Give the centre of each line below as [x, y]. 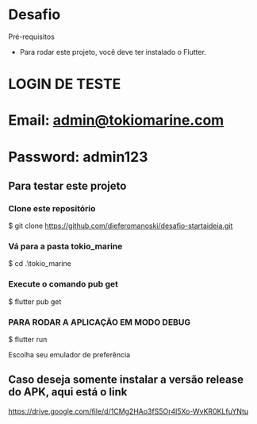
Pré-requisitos [32, 37]
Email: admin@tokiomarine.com [116, 120]
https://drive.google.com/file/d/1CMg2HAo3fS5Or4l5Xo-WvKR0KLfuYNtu [128, 411]
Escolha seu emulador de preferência [69, 355]
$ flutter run [28, 340]
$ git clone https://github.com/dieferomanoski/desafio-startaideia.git [121, 226]
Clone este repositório [52, 208]
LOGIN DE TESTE [65, 84]
